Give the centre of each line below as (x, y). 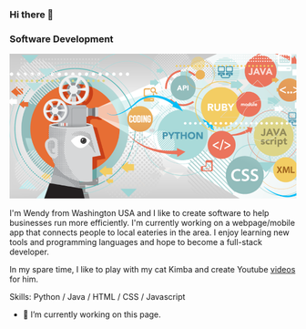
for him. (24, 279)
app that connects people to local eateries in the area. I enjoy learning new (149, 232)
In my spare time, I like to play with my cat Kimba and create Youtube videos (153, 269)
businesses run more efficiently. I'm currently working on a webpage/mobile (153, 222)
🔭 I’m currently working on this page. (92, 314)
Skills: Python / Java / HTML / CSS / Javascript (97, 296)
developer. (30, 252)
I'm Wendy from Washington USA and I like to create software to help (139, 212)
